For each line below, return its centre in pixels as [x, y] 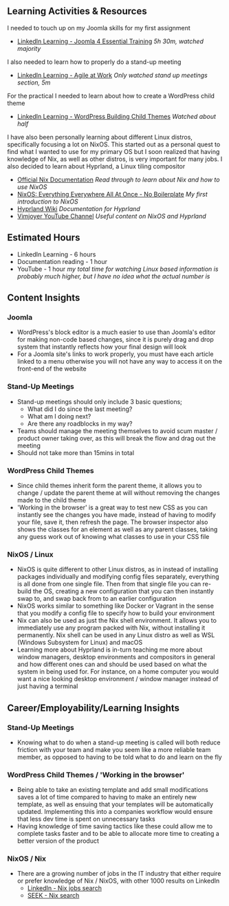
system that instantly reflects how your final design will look [102, 347]
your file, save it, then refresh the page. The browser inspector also [112, 522]
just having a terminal [47, 686]
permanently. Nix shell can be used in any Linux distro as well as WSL [116, 635]
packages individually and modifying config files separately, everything [118, 577]
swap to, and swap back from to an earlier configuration [97, 599]
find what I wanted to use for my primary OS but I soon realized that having [113, 151]
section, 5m [34, 82]
